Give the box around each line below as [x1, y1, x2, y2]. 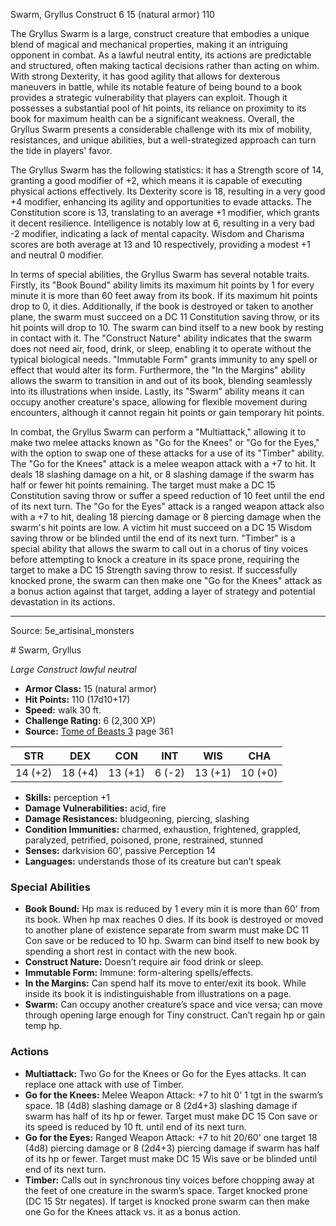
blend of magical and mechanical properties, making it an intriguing [10, 39, 288, 50]
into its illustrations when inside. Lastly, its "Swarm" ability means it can [10, 385, 305, 397]
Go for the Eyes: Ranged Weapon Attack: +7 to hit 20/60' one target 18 [24, 1131, 318, 1143]
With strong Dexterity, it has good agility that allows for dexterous [10, 70, 281, 82]
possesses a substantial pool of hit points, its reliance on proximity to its [10, 102, 307, 114]
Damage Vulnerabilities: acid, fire [24, 802, 167, 814]
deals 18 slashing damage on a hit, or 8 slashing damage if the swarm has [10, 469, 315, 480]
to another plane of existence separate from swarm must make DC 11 [24, 924, 309, 936]
